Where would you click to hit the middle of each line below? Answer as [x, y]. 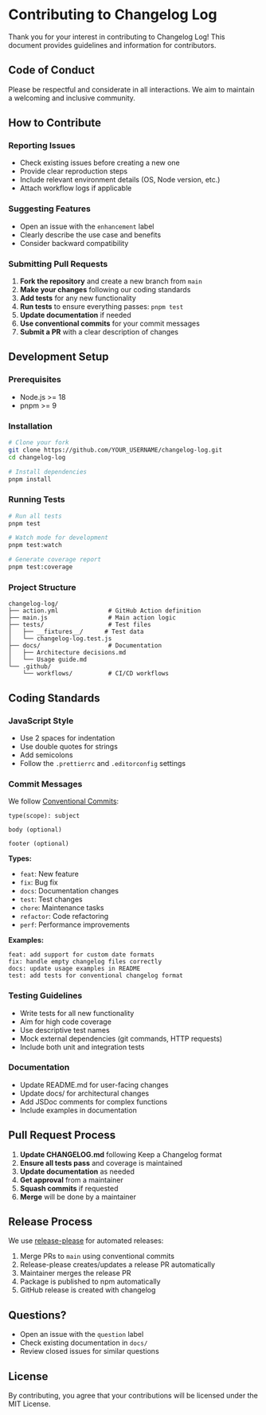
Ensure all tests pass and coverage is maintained [101, 1163]
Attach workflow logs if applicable [76, 188]
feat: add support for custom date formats [82, 955]
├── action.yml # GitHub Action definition [105, 611]
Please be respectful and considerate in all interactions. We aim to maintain [131, 89]
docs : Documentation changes [69, 891]
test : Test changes [51, 899]
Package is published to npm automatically [90, 1282]
